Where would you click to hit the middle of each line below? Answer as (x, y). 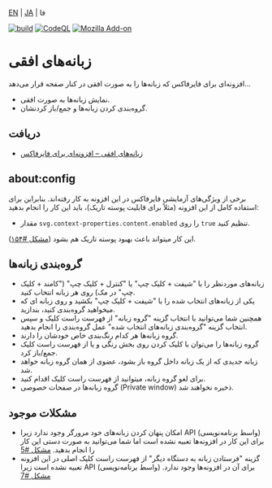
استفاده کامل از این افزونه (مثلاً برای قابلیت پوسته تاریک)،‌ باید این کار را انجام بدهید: (134, 207)
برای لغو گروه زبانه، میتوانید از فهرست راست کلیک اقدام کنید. (112, 379)
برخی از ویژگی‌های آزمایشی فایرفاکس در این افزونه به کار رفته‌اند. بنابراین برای (127, 198)
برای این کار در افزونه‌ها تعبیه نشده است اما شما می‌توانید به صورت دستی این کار (142, 441)
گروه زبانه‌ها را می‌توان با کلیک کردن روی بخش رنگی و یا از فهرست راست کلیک (139, 344)
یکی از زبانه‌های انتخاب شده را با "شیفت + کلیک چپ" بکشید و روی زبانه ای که (138, 301)
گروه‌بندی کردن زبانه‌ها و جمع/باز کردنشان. (84, 108)
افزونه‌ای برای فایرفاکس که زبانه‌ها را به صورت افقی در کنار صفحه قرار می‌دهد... (130, 83)
